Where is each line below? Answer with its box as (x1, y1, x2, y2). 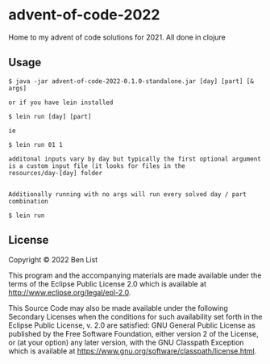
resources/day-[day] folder (8, 169, 103, 177)
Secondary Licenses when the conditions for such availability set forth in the (8, 312, 263, 321)
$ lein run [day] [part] (8, 112, 92, 120)
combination (8, 197, 48, 205)
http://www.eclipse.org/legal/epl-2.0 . (8, 287, 131, 297)
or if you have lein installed (8, 98, 114, 107)
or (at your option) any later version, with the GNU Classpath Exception (8, 337, 244, 347)
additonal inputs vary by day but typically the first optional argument (8, 155, 262, 163)
